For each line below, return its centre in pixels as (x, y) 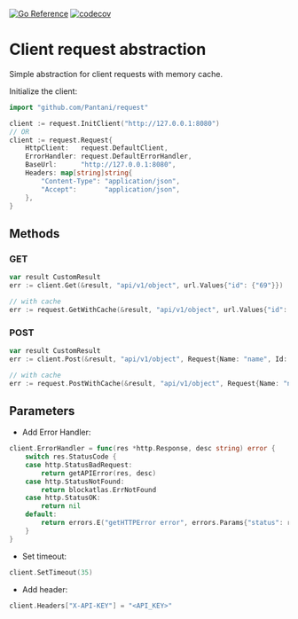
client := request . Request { (61, 140)
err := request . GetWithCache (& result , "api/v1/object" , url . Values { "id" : (149, 309)
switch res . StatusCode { (71, 457)
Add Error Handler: (56, 432)
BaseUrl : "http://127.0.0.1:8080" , (101, 165)
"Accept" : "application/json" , (110, 189)
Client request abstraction (108, 50)
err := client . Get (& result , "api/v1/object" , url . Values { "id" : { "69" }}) (146, 286)
